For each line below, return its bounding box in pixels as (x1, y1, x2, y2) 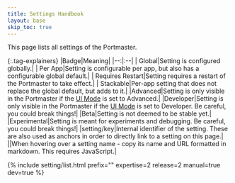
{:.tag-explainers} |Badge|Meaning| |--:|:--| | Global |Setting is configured (7, 57, 221, 65)
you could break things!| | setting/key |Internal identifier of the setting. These (7, 125, 229, 133)
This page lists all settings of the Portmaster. (7, 43, 137, 52)
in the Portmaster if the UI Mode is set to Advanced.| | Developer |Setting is (7, 94, 224, 103)
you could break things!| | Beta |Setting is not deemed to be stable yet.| (7, 109, 212, 118)
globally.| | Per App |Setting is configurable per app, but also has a (7, 65, 200, 73)
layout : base (7, 17, 46, 24)
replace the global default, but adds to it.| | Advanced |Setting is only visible (7, 87, 225, 96)
